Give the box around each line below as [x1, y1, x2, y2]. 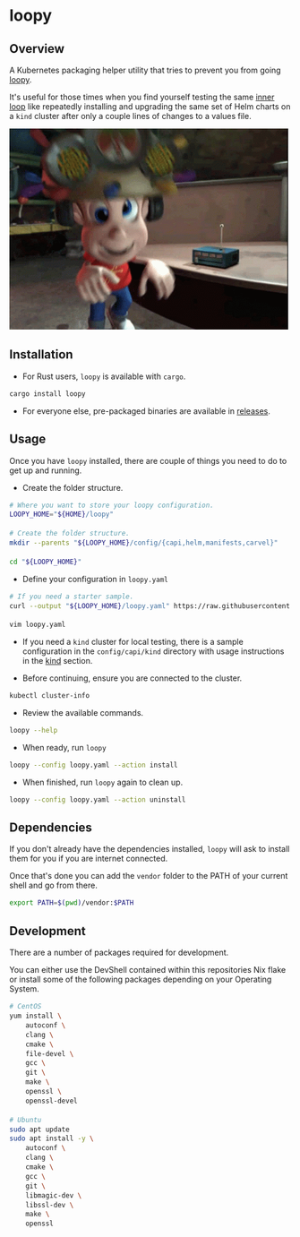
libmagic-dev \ [25, 1190, 82, 1200]
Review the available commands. [21, 708, 144, 717]
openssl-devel [25, 1096, 78, 1105]
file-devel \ [25, 1049, 74, 1058]
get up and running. [9, 465, 82, 476]
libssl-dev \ [25, 1200, 74, 1209]
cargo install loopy [9, 389, 87, 399]
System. [9, 984, 40, 994]
